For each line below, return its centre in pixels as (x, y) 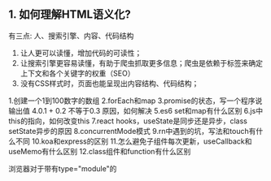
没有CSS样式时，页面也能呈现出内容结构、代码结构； (109, 83)
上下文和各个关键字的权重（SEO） (77, 73)
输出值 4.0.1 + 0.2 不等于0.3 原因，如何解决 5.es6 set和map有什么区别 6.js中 (135, 110)
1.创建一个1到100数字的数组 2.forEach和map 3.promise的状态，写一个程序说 (135, 101)
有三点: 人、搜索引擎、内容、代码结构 (71, 36)
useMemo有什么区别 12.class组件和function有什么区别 (100, 151)
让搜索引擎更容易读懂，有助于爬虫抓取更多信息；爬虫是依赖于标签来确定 (141, 62)
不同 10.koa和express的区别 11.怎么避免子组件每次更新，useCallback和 (133, 141)
